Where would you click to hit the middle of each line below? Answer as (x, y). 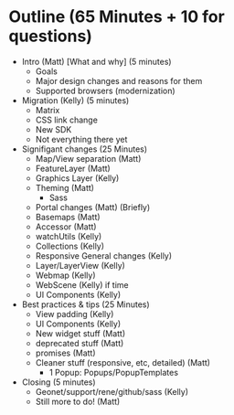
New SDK (53, 129)
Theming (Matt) (65, 187)
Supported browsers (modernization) (105, 90)
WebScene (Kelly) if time (82, 284)
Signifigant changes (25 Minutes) (85, 149)
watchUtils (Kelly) (69, 236)
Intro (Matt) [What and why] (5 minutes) (96, 61)
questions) (51, 36)
